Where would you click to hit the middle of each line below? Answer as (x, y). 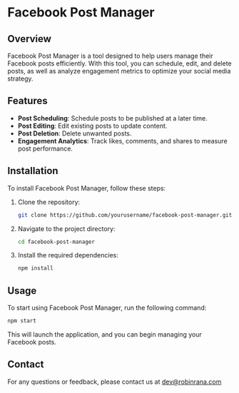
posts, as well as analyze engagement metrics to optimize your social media (119, 71)
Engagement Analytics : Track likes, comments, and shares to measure (122, 141)
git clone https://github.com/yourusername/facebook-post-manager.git (125, 215)
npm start (22, 321)
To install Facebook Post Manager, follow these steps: (87, 188)
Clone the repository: (49, 202)
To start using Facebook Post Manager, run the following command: (107, 308)
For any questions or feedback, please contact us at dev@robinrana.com (115, 382)
